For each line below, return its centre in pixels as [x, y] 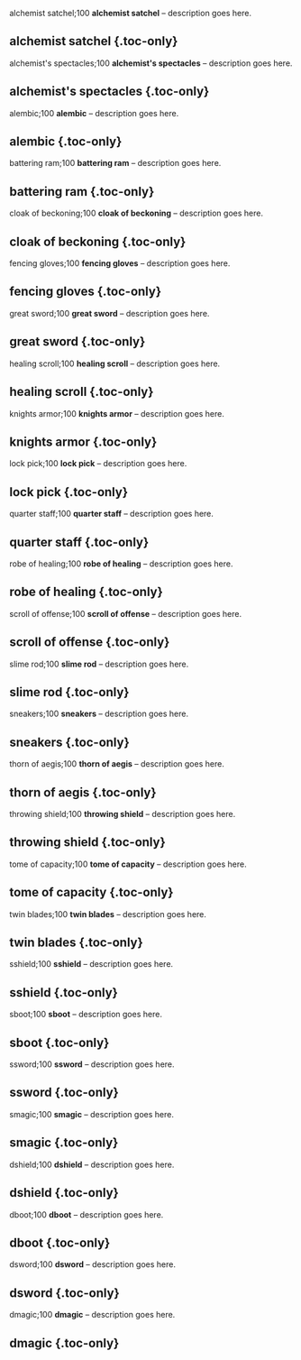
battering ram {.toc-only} [82, 192]
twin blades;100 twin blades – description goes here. [108, 914]
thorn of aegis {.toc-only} [83, 792]
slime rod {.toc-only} [69, 692]
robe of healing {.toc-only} [87, 592]
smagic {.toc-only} [64, 1143]
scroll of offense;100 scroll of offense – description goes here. [125, 613]
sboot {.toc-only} [59, 1042]
